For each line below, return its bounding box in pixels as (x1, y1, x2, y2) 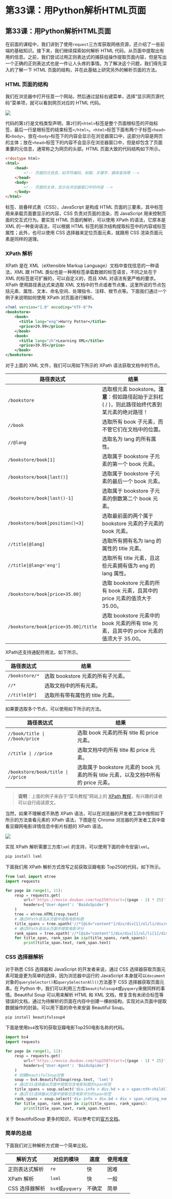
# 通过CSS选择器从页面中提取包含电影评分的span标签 (14, 1092, 112, 1097)
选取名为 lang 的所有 (102, 435, 151, 443)
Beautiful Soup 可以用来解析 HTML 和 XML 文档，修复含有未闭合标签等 (14, 991, 164, 998)
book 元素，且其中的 (108, 587, 158, 594)
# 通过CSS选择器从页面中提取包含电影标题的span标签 (14, 1082, 112, 1087)
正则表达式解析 (8, 1165, 45, 1172)
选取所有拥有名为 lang (102, 537, 155, 544)
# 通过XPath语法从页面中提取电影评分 (14, 926, 84, 931)
